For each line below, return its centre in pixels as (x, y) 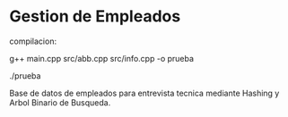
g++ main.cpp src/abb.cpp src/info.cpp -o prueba (102, 58)
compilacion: (33, 41)
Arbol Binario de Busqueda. (60, 102)
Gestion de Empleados (95, 17)
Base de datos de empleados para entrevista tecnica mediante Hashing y (144, 93)
